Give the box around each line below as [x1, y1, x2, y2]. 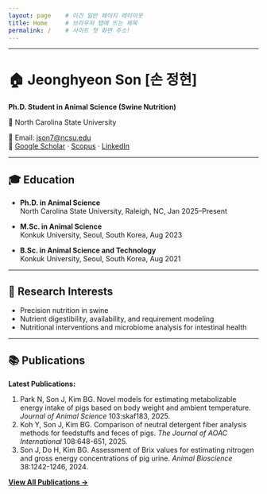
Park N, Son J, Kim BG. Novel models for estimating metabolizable [19, 394, 237, 403]
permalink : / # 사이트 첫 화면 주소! [8, 26, 131, 34]
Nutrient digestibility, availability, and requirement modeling [19, 314, 215, 323]
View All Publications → [8, 477, 89, 487]
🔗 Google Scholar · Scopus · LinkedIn [8, 141, 130, 151]
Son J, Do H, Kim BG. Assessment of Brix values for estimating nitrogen [19, 445, 254, 454]
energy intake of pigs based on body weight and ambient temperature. [19, 403, 252, 412]
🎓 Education [8, 172, 75, 187]
